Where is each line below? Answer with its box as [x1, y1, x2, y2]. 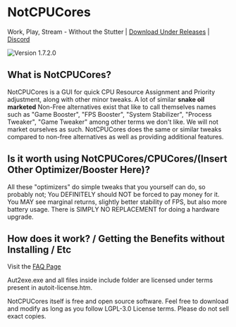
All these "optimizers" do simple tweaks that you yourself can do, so [7, 182, 206, 191]
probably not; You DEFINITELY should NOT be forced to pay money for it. [7, 190, 220, 198]
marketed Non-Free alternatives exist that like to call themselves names [7, 103, 216, 111]
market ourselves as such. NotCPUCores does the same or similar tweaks [7, 124, 222, 134]
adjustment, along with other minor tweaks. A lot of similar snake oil [7, 95, 205, 103]
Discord [7, 34, 30, 43]
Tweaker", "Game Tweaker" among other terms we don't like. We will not [7, 117, 218, 126]
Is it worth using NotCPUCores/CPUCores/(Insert [7, 153, 228, 165]
